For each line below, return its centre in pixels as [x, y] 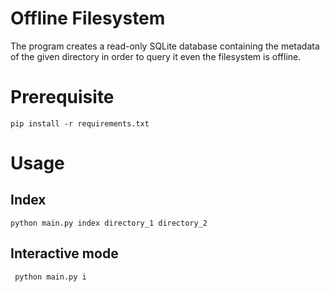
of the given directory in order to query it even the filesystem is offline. [156, 56]
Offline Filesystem [88, 18]
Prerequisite [62, 97]
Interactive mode [64, 253]
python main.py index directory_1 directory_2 [109, 223]
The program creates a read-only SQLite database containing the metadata [165, 46]
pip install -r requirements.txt [80, 123]
